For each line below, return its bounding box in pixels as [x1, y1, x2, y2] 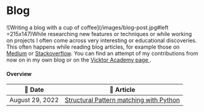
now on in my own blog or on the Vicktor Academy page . [6, 56, 152, 63]
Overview [6, 70, 32, 77]
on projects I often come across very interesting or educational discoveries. [6, 37, 197, 44]
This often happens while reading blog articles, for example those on [6, 43, 180, 51]
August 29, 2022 [9, 96, 59, 104]
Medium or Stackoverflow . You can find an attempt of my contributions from [6, 49, 198, 57]
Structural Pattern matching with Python [64, 96, 180, 104]
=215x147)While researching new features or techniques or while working [6, 30, 192, 37]
